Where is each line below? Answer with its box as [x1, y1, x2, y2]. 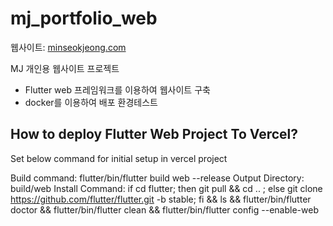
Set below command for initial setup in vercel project [10, 152, 228, 164]
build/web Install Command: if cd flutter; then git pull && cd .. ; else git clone [10, 182, 323, 194]
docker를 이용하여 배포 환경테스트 [24, 96, 158, 108]
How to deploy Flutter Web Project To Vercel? [10, 126, 299, 143]
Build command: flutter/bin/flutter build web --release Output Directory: [10, 172, 305, 184]
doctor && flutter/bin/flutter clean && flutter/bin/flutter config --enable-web [10, 203, 319, 216]
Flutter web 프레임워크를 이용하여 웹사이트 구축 [24, 83, 211, 96]
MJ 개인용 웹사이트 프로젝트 [10, 62, 120, 74]
